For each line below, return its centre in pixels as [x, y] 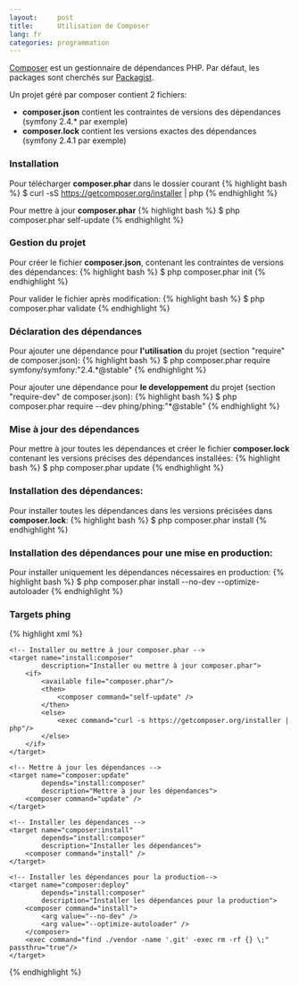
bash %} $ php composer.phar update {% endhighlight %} [117, 468]
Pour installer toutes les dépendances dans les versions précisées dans [141, 510]
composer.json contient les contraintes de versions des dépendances [151, 112]
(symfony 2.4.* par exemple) [75, 122]
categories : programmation [59, 42]
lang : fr [25, 34]
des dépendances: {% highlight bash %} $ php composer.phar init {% [137, 272]
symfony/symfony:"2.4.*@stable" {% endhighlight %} [108, 370]
